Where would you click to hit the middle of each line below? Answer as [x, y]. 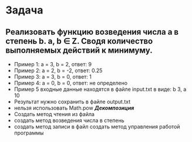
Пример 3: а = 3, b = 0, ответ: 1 [53, 77]
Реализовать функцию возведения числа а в [92, 32]
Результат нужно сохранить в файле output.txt [72, 102]
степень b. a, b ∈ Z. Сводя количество [79, 41]
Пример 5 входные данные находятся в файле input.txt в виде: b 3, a [100, 89]
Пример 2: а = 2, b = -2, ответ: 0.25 [58, 70]
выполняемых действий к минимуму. [79, 50]
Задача [24, 10]
